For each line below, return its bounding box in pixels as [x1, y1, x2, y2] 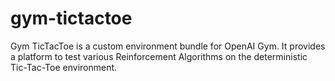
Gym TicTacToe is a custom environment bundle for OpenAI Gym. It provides [10, 40, 326, 52]
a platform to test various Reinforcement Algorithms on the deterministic [10, 50, 308, 62]
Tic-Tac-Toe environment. [10, 61, 118, 73]
